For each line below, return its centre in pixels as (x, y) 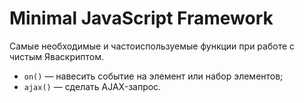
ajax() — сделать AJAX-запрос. (92, 86)
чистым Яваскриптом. (56, 56)
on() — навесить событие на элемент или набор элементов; (153, 76)
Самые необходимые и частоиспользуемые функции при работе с (152, 46)
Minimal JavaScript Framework (141, 18)
